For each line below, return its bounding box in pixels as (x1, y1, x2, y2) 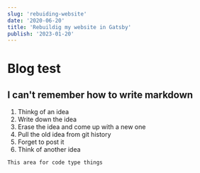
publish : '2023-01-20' (7, 30, 74, 38)
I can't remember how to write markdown (7, 89, 194, 101)
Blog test (7, 61, 62, 77)
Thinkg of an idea (17, 108, 70, 116)
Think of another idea (17, 145, 81, 154)
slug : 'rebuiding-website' (7, 10, 87, 18)
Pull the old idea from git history (17, 130, 111, 139)
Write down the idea (17, 115, 77, 124)
